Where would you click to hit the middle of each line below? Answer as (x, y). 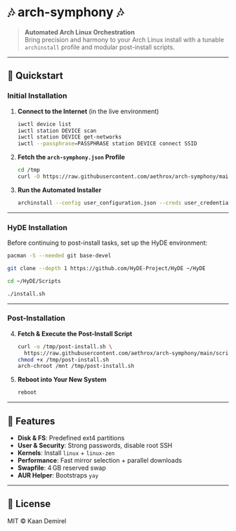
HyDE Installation (38, 227)
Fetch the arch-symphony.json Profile (71, 157)
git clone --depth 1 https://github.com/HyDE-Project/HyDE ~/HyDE (106, 268)
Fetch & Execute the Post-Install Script (75, 333)
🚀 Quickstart (35, 76)
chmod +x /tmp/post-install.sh (63, 359)
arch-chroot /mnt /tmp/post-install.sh (76, 366)
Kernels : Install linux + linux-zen (66, 453)
